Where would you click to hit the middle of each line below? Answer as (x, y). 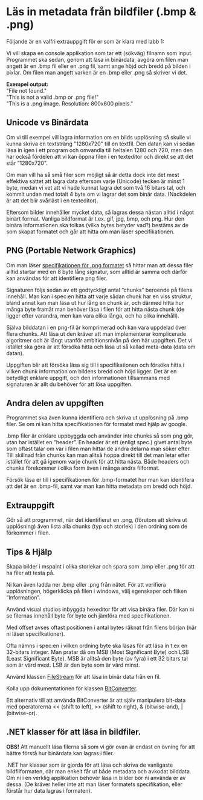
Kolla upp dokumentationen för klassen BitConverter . (72, 688)
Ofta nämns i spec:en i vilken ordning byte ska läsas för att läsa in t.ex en (97, 645)
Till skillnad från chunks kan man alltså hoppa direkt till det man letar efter (98, 455)
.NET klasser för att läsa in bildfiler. (74, 732)
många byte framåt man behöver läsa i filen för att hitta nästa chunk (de (95, 309)
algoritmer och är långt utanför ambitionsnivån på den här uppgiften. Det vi (99, 340)
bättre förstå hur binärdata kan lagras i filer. (60, 753)
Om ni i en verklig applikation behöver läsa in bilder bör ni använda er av (96, 778)
